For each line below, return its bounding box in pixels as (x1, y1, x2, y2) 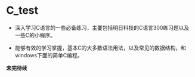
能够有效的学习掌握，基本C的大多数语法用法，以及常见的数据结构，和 (14, 44, 187, 51)
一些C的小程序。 (14, 31, 56, 39)
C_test (6, 4, 39, 17)
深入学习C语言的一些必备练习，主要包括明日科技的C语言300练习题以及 (14, 24, 190, 31)
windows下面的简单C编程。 (14, 51, 83, 58)
